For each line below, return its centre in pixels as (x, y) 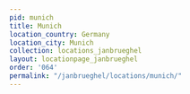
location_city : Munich (52, 43)
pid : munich (31, 17)
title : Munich (36, 26)
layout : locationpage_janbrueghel (74, 59)
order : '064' (34, 68)
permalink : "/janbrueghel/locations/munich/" (95, 76)
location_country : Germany (60, 34)
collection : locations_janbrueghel (76, 51)
